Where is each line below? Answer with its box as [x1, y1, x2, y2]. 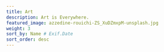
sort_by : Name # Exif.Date [6, 31, 73, 37]
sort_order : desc [6, 36, 49, 42]
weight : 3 [6, 25, 31, 32]
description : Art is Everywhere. [6, 14, 89, 20]
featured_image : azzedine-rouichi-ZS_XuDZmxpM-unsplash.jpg [6, 20, 159, 26]
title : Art [6, 8, 33, 15]
